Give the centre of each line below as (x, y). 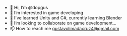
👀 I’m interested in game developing (46, 13)
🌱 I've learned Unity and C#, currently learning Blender (66, 18)
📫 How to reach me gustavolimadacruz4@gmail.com (64, 28)
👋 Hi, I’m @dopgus (29, 8)
